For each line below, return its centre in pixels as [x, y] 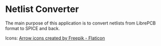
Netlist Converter [42, 9]
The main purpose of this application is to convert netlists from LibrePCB [80, 23]
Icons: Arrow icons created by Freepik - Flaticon [55, 38]
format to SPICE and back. [33, 28]
